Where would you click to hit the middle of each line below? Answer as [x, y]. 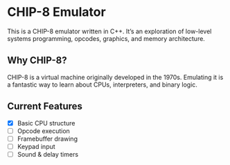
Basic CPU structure [46, 123]
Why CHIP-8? [37, 61]
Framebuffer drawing [47, 139]
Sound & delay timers [47, 154]
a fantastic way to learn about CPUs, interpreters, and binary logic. [102, 85]
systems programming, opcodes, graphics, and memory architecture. [106, 38]
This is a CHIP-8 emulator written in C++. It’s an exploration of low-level [109, 31]
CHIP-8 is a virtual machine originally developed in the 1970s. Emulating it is [115, 77]
